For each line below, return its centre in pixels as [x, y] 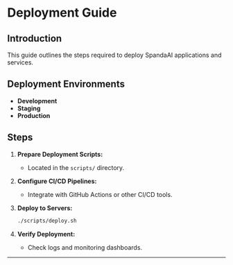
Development [37, 101]
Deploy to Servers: [45, 208]
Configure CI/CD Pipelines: [57, 181]
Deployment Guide [62, 13]
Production [34, 115]
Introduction [35, 39]
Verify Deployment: [46, 234]
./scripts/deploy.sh [47, 221]
